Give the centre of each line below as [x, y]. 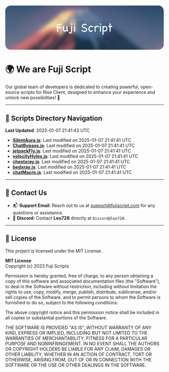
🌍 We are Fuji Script [48, 69]
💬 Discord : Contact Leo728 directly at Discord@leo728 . [69, 218]
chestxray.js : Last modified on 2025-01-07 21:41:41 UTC [71, 162]
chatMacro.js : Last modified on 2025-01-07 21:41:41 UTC [72, 173]
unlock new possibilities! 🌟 [33, 98]
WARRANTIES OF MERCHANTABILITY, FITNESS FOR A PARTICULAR [76, 338]
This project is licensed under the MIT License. [54, 251]
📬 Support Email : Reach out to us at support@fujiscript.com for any [84, 205]
